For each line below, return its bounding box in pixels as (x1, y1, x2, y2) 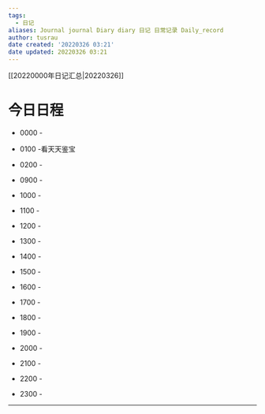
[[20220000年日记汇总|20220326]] (8, 71, 125, 80)
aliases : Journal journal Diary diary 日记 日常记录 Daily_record (8, 26, 224, 34)
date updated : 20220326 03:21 (8, 48, 108, 56)
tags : (8, 11, 26, 20)
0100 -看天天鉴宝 (19, 144, 77, 154)
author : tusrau (8, 33, 58, 42)
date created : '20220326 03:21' (8, 41, 114, 49)
